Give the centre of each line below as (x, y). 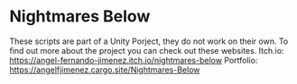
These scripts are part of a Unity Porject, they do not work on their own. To (149, 41)
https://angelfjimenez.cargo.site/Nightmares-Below (105, 70)
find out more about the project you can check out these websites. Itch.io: (147, 50)
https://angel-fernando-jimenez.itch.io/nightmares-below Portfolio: (134, 60)
